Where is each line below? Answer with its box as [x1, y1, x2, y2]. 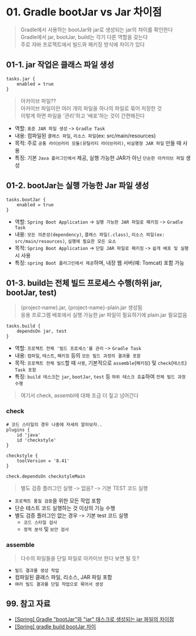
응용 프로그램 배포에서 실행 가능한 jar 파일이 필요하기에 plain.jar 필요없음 [20, 311, 187, 319]
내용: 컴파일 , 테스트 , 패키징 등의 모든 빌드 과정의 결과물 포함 [14, 352, 141, 359]
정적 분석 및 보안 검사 [23, 525, 69, 533]
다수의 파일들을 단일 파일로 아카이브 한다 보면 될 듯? [20, 554, 139, 562]
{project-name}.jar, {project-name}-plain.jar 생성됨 [20, 304, 142, 311]
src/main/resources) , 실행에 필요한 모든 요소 [14, 237, 117, 244]
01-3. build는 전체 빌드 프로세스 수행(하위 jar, [6, 278, 162, 288]
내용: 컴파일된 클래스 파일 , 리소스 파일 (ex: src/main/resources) [14, 132, 156, 139]
